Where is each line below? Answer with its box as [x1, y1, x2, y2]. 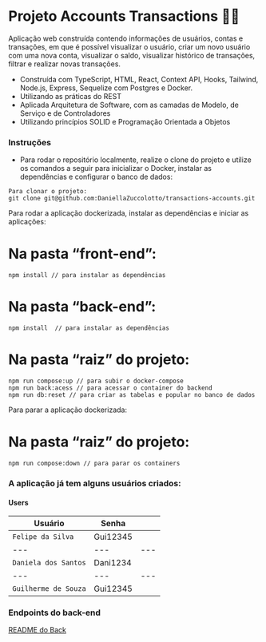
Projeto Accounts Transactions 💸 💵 [8, 7, 240, 26]
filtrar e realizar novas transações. [8, 59, 121, 69]
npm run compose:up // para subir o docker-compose [8, 377, 184, 386]
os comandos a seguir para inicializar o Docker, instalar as [19, 164, 212, 173]
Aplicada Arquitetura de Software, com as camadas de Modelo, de [19, 100, 240, 109]
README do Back [8, 625, 66, 635]
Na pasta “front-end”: [8, 245, 157, 263]
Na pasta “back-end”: [8, 298, 157, 316]
